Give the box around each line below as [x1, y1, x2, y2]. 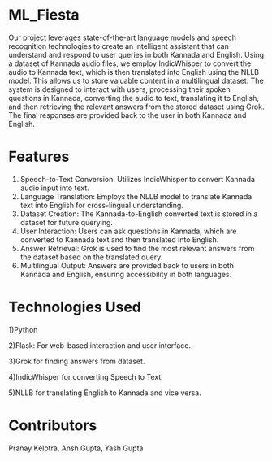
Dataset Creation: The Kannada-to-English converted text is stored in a [19, 209, 258, 219]
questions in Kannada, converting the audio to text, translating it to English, [8, 93, 260, 102]
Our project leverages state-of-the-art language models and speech [8, 33, 237, 42]
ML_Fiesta [8, 6, 80, 24]
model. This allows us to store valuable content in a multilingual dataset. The [8, 76, 264, 85]
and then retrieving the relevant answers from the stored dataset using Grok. [8, 102, 265, 111]
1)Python [8, 324, 38, 334]
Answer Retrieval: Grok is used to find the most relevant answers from [19, 243, 255, 253]
